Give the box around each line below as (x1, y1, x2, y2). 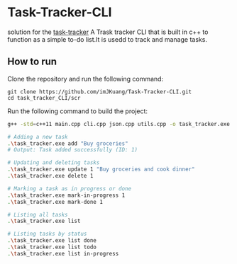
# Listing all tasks (7, 211, 69, 218)
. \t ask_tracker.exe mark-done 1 (7, 198, 103, 205)
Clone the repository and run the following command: (7, 74, 164, 83)
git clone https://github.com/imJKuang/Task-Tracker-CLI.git (7, 88, 192, 96)
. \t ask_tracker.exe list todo (7, 243, 97, 251)
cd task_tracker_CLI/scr (7, 94, 81, 101)
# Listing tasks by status (7, 231, 87, 238)
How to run (7, 56, 57, 68)
